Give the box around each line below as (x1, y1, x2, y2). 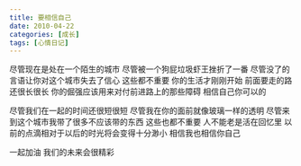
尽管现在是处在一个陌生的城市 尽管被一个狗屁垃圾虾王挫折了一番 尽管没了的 (9, 64, 290, 74)
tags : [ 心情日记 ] (9, 38, 69, 48)
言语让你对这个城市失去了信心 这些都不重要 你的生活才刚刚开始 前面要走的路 (9, 75, 293, 86)
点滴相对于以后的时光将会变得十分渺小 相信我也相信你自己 (24, 127, 241, 139)
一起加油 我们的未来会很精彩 (9, 147, 114, 158)
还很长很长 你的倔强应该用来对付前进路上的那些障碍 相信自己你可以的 (9, 86, 267, 97)
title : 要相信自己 (9, 13, 72, 22)
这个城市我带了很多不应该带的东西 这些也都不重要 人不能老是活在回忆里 (16, 117, 282, 127)
